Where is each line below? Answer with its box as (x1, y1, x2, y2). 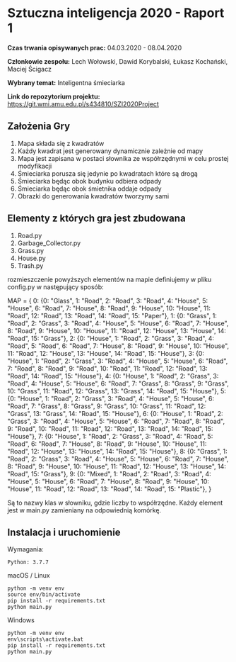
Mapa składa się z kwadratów (17, 139, 105, 147)
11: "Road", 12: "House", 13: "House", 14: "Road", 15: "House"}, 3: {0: (7, 349, 205, 357)
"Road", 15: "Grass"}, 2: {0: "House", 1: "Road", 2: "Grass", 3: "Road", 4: (7, 334, 214, 342)
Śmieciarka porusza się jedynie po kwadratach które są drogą (17, 169, 198, 178)
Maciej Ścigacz (7, 64, 52, 73)
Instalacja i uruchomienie (7, 526, 122, 538)
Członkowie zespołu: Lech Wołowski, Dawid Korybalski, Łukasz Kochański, (7, 57, 228, 65)
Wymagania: (7, 545, 44, 554)
